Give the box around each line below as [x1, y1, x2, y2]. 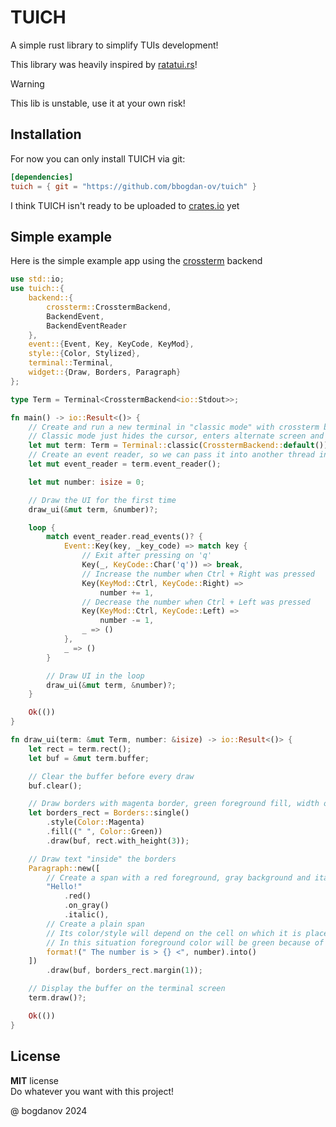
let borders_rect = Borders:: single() [28, 808, 190, 818]
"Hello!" [46, 882, 83, 892]
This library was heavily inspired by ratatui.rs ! [10, 58, 198, 70]
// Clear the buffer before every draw [28, 771, 195, 781]
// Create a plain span [46, 919, 145, 929]
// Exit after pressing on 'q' [81, 551, 213, 561]
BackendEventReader [46, 321, 128, 331]
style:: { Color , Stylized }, [28, 349, 141, 359]
